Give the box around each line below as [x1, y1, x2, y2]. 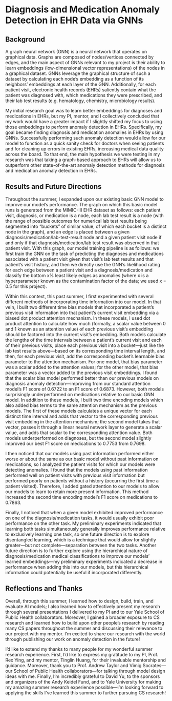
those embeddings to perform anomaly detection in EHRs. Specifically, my [5, 124, 162, 130]
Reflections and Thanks [5, 584, 83, 593]
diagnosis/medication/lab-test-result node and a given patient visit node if [5, 234, 162, 240]
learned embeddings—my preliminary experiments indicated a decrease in [5, 558, 163, 564]
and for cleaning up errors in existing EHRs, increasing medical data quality [5, 146, 164, 152]
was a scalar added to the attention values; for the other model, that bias [5, 364, 159, 370]
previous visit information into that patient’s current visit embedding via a [5, 309, 159, 316]
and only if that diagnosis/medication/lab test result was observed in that [5, 240, 159, 246]
